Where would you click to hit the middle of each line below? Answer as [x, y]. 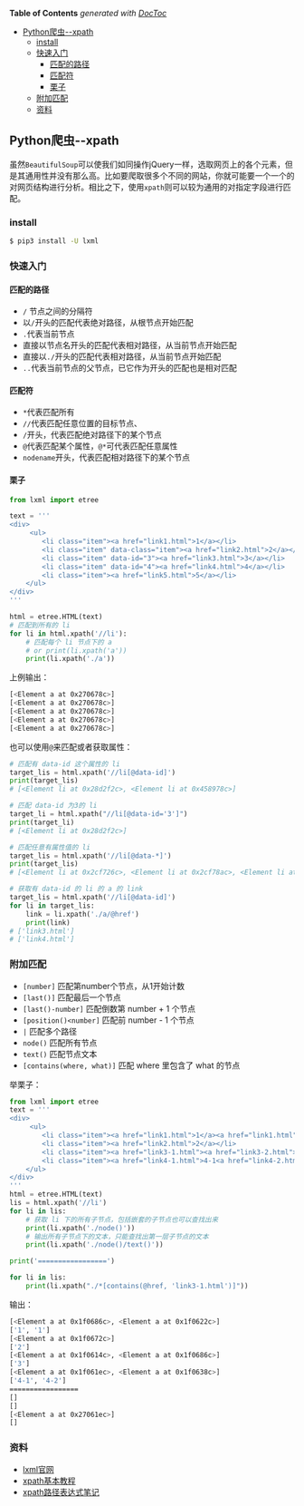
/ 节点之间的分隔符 [57, 311]
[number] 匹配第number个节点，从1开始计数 [104, 986]
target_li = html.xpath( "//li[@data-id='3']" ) [99, 814]
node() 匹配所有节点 [60, 1043]
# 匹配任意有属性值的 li [50, 847]
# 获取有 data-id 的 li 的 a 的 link [76, 889]
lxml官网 [38, 1469]
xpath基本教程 [49, 1481]
